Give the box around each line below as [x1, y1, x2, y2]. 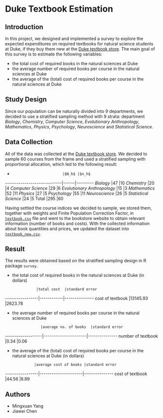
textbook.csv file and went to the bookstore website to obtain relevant [5, 215, 145, 221]
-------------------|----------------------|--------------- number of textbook [5, 333, 158, 339]
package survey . [5, 263, 38, 269]
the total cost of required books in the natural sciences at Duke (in [12, 273, 145, 278]
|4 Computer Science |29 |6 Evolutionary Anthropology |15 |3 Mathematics [5, 185, 155, 191]
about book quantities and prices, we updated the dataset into [5, 225, 130, 232]
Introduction [5, 23, 44, 31]
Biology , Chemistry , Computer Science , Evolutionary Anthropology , [5, 118, 140, 125]
